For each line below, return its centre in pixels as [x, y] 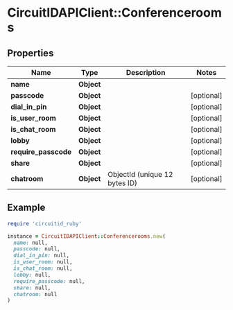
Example [26, 208]
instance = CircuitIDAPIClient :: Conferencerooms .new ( [87, 236]
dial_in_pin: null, [42, 256]
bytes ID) [122, 183]
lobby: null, [32, 275]
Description [146, 72]
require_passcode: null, [49, 281]
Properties [31, 53]
